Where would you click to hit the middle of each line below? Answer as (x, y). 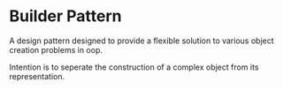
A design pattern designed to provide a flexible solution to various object (141, 41)
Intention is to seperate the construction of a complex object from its (134, 67)
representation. (37, 76)
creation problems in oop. (56, 49)
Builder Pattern (65, 16)
